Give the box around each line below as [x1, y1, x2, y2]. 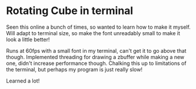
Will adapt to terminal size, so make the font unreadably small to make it [6, 29, 181, 36]
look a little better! [6, 36, 50, 43]
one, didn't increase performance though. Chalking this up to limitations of [6, 60, 187, 67]
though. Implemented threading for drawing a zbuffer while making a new [6, 53, 185, 60]
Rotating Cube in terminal [6, 4, 134, 18]
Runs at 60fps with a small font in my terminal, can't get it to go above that [6, 47, 187, 54]
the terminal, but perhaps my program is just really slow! [6, 66, 143, 73]
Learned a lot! [6, 77, 40, 84]
